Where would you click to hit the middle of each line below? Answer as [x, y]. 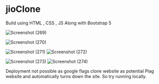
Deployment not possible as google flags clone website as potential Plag [80, 71]
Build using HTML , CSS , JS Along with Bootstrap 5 [58, 23]
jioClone [23, 9]
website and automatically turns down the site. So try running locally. [76, 76]
